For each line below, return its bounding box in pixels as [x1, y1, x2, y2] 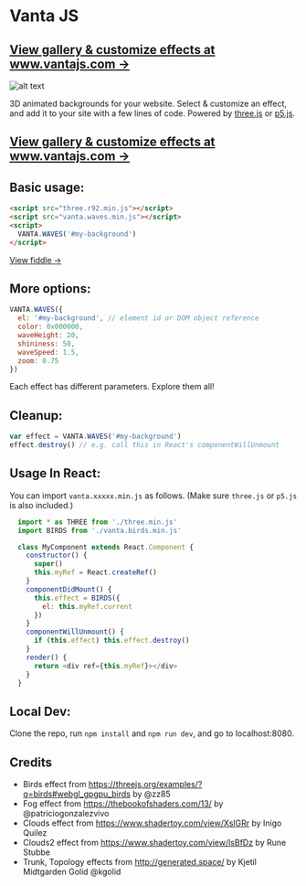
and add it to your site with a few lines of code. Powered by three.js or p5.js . [9, 108, 295, 119]
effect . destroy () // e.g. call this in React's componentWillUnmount [9, 441, 280, 450]
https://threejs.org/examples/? [88, 779, 203, 790]
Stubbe [22, 847, 50, 858]
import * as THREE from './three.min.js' [17, 518, 178, 527]
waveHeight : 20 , [17, 331, 79, 340]
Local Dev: [9, 703, 71, 719]
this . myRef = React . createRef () [33, 568, 157, 577]
